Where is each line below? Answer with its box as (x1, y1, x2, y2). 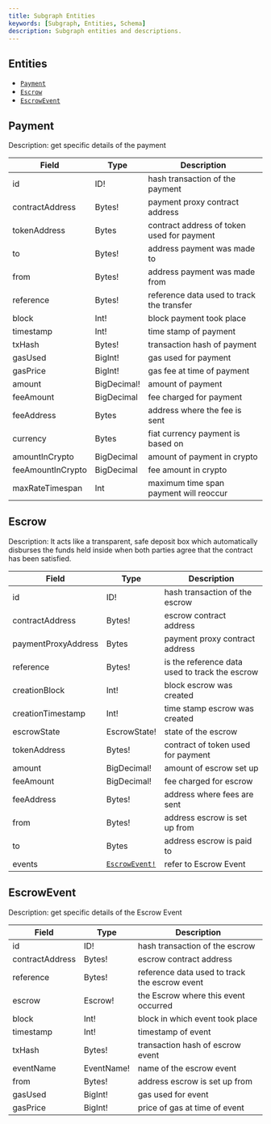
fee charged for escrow (164, 775, 253, 787)
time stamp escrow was (164, 703, 254, 714)
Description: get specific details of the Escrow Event (8, 907, 183, 917)
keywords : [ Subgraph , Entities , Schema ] (8, 19, 147, 27)
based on (148, 438, 184, 449)
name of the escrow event (137, 1063, 237, 1074)
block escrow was (164, 679, 233, 691)
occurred (137, 999, 173, 1011)
